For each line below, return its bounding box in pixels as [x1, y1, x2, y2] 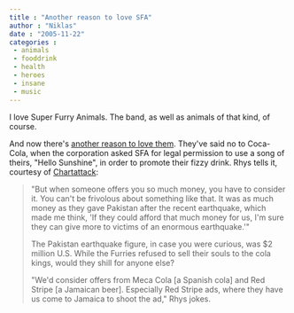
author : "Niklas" [9, 21, 77, 30]
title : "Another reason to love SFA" [9, 12, 152, 22]
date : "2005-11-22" [9, 29, 86, 38]
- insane [12, 79, 46, 88]
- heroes [12, 71, 46, 80]
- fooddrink [12, 54, 58, 63]
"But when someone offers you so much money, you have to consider [30, 184, 286, 194]
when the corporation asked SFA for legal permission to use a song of [29, 147, 285, 158]
